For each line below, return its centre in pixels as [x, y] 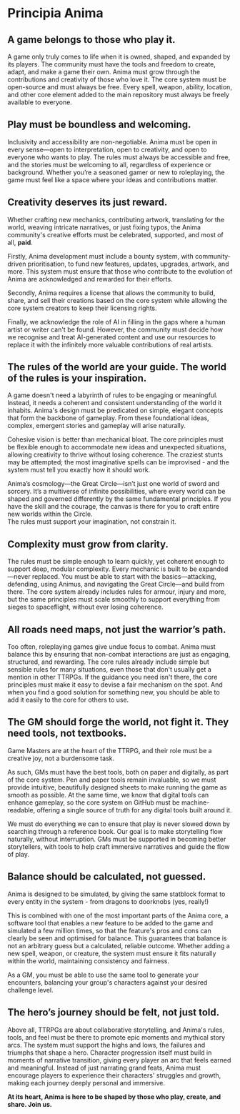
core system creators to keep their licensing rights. [82, 308]
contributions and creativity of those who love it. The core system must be [117, 79]
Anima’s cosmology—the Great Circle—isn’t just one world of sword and [114, 484]
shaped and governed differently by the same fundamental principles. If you [119, 499]
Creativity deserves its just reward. [87, 203]
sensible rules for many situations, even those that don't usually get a [110, 670]
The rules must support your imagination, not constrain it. [92, 522]
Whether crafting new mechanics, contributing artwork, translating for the [116, 219]
